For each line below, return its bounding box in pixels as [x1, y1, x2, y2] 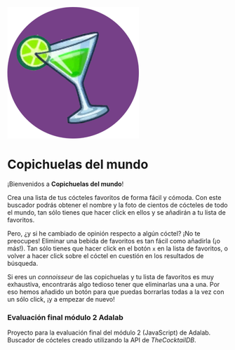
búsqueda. [7, 259, 39, 267]
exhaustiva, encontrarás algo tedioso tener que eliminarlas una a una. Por [7, 280, 220, 288]
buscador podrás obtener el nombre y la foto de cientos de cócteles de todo [7, 201, 228, 209]
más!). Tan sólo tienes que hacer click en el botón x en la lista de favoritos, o [7, 244, 228, 253]
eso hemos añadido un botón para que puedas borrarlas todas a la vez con [7, 288, 224, 296]
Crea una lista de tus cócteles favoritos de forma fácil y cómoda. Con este [7, 193, 222, 201]
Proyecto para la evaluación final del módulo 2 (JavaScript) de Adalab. [7, 328, 211, 337]
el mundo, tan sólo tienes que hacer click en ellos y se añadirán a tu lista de [7, 208, 226, 217]
